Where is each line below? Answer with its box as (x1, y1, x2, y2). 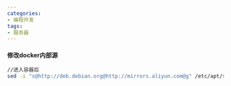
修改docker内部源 (7, 51, 58, 59)
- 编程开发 (7, 16, 34, 23)
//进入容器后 (7, 66, 39, 74)
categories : (7, 10, 41, 17)
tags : (7, 23, 23, 29)
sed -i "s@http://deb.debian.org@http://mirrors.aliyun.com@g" (7, 73, 192, 80)
